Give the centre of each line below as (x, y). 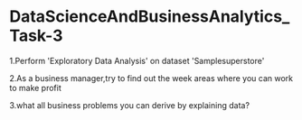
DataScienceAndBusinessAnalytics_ (150, 17)
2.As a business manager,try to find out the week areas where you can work (151, 78)
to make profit (35, 88)
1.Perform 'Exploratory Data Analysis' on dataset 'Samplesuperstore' (137, 60)
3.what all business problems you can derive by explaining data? (130, 105)
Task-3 (36, 36)
